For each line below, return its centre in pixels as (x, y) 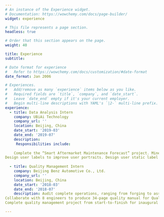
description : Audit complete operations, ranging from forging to (83, 194)
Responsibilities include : (43, 144)
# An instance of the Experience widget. (48, 9)
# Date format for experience (36, 67)
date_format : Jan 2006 (28, 76)
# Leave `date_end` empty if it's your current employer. (68, 99)
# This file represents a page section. (47, 27)
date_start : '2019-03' (37, 130)
